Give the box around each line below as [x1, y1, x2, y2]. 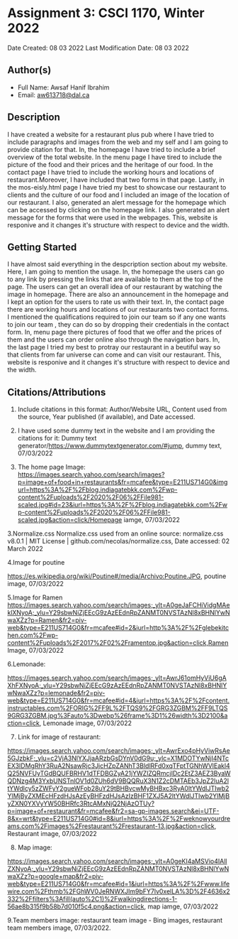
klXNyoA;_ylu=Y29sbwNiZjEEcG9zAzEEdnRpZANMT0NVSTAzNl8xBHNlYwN [7, 609, 230, 617]
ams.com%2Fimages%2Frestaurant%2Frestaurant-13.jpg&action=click [7, 822, 215, 830]
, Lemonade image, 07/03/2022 [39, 719, 132, 727]
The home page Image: [17, 463, 86, 472]
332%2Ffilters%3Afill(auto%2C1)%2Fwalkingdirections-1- [7, 895, 178, 903]
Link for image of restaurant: [17, 733, 101, 742]
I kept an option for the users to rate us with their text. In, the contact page [7, 298, 225, 306]
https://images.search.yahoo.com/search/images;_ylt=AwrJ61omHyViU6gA [7, 673, 227, 683]
